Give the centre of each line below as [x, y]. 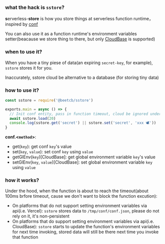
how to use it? [22, 90]
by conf [30, 24]
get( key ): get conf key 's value [42, 146]
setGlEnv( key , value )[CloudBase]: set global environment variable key [82, 162]
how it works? [22, 180]
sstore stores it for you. [29, 68]
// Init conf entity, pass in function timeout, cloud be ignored [79, 114]
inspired [13, 24]
